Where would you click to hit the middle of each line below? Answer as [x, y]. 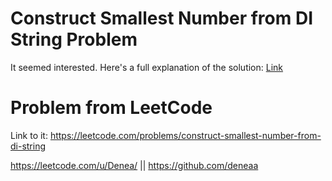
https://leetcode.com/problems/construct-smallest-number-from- [185, 135]
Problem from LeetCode [111, 108]
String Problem [74, 39]
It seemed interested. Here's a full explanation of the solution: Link [147, 67]
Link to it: [29, 135]
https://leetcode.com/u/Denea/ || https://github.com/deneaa [134, 165]
